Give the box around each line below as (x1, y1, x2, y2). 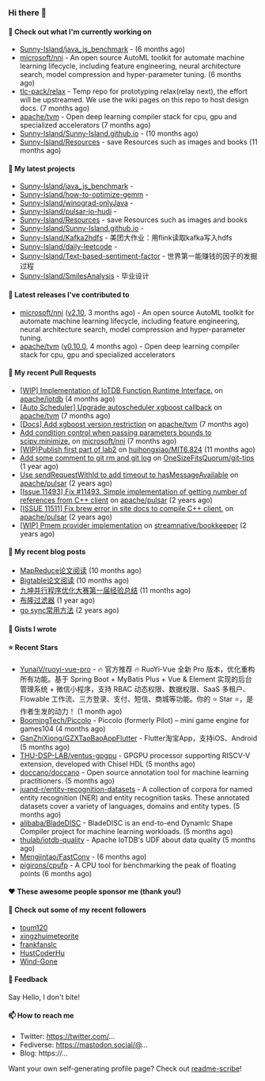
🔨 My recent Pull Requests (8, 368, 97, 378)
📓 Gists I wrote (8, 624, 57, 633)
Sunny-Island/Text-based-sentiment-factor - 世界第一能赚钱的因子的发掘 (19, 252, 258, 261)
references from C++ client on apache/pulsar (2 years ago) (19, 495, 214, 505)
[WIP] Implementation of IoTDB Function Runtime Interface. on (19, 385, 223, 395)
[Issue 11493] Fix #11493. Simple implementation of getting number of (19, 487, 248, 496)
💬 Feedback (8, 975, 48, 984)
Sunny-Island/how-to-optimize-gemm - (19, 190, 149, 199)
